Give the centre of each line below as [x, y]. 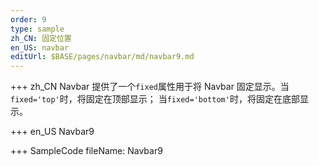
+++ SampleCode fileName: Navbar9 [86, 151]
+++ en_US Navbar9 [52, 132]
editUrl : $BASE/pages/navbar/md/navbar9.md [102, 57]
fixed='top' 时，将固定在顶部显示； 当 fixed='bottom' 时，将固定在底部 [155, 99]
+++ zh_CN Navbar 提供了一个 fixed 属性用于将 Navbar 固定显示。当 [150, 87]
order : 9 [28, 19]
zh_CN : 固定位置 [41, 38]
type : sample [37, 29]
